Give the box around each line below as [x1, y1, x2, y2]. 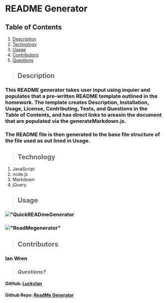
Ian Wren [5, 255, 27, 262]
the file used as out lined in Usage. [5, 138, 91, 145]
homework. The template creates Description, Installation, [5, 99, 150, 106]
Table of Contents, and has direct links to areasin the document [5, 112, 162, 119]
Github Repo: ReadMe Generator [5, 292, 74, 298]
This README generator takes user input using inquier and [5, 87, 151, 94]
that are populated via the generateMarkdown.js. [5, 118, 126, 125]
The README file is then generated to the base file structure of [5, 131, 161, 138]
